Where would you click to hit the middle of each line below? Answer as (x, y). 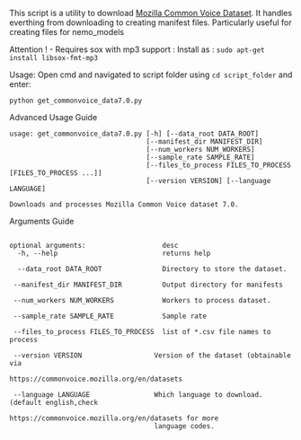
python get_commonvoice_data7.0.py (76, 101)
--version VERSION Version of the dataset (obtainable (152, 356)
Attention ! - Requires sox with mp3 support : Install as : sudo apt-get (137, 49)
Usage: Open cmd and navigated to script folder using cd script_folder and (151, 75)
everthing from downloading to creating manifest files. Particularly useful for (150, 22)
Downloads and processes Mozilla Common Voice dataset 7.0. (124, 205)
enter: (20, 84)
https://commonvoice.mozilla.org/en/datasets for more (114, 418)
